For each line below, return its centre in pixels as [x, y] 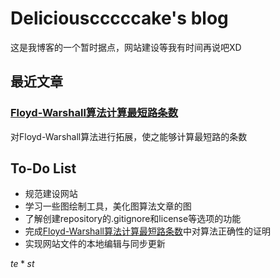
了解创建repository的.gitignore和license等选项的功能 [133, 219]
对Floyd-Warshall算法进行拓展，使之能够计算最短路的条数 [129, 136]
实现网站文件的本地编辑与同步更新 [95, 244]
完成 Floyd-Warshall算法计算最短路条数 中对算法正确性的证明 [147, 231]
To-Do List [43, 168]
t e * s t [22, 264]
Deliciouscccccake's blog [119, 18]
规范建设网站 [51, 194]
